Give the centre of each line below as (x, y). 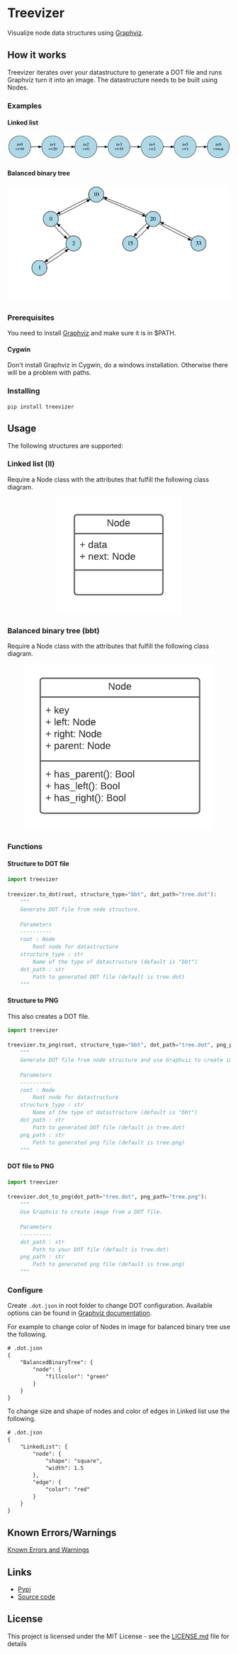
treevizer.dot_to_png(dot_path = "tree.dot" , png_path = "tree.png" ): (107, 1197)
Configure (25, 1290)
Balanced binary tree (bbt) (53, 630)
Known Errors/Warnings (62, 1533)
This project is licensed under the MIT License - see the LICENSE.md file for (118, 1636)
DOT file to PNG (31, 1166)
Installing (24, 391)
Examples (25, 106)
